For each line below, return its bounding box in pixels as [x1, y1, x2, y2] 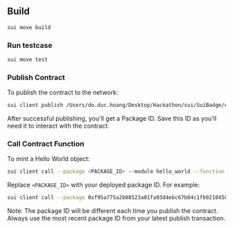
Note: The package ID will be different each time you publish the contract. [7, 207, 218, 215]
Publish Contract [7, 72, 66, 82]
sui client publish [7, 102, 64, 109]
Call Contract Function [7, 139, 85, 149]
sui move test [7, 56, 49, 63]
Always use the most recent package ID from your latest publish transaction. [7, 214, 226, 223]
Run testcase [7, 40, 53, 50]
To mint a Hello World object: [7, 155, 90, 163]
